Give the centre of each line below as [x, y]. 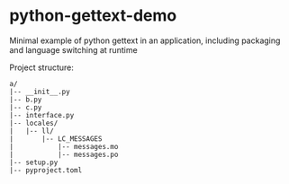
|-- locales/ [34, 123]
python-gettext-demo [93, 16]
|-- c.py [26, 107]
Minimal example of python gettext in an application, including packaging [145, 40]
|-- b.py [26, 100]
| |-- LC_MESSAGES [56, 139]
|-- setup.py [34, 162]
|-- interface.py [42, 115]
